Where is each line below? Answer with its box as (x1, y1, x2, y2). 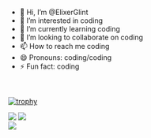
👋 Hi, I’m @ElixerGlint (19, 8, 89, 17)
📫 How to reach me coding (19, 42, 110, 50)
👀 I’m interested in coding (19, 16, 104, 25)
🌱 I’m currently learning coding (19, 24, 121, 33)
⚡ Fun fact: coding (19, 62, 80, 71)
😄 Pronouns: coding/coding (19, 53, 112, 62)
